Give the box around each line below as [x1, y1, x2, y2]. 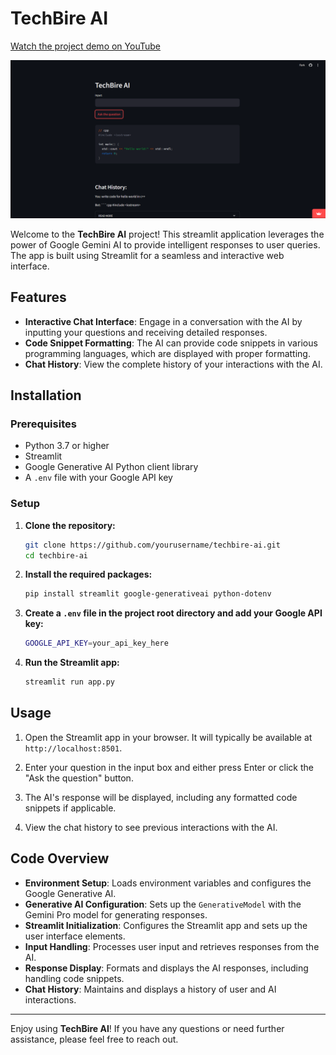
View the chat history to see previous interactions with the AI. [24, 821, 278, 833]
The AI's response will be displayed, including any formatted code [24, 791, 298, 803]
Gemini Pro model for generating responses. [24, 908, 208, 921]
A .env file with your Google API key [24, 472, 173, 484]
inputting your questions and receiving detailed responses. [24, 326, 268, 338]
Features [10, 289, 67, 306]
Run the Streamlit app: [24, 657, 120, 669]
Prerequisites [10, 417, 77, 431]
